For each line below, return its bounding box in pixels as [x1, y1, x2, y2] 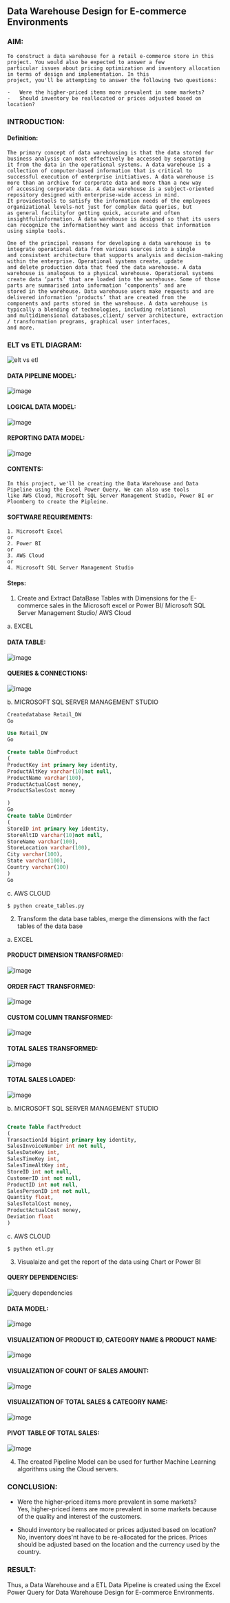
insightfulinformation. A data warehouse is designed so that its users [7, 215, 220, 223]
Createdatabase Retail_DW [7, 711, 81, 718]
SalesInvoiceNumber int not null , [7, 1142, 107, 1150]
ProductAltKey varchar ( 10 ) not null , [7, 768, 112, 775]
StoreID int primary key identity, [7, 825, 109, 832]
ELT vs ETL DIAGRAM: [7, 340, 83, 350]
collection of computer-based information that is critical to [7, 167, 193, 174]
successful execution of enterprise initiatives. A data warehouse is [7, 173, 214, 180]
